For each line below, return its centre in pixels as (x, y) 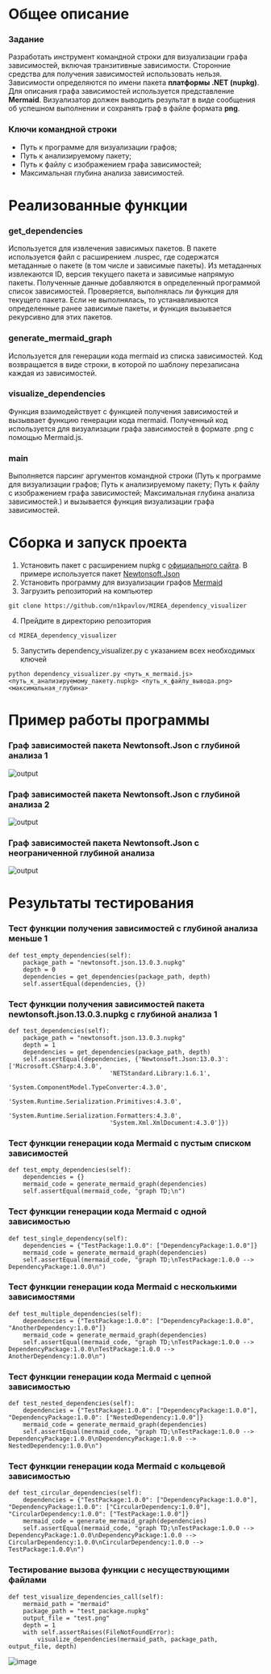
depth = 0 (40, 970)
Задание (26, 40)
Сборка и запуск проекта (98, 543)
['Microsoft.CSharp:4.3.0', (56, 1066)
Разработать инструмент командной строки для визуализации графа (128, 57)
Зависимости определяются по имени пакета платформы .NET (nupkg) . (134, 82)
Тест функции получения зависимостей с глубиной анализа (133, 928)
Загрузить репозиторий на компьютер (86, 591)
